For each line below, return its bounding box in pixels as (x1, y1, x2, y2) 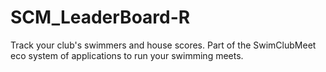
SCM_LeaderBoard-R (10, 6, 191, 29)
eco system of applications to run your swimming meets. (10, 49, 244, 61)
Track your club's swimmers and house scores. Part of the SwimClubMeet (10, 39, 317, 51)
